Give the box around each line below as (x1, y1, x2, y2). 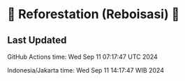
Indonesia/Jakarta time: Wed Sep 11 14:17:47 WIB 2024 (7, 66, 164, 74)
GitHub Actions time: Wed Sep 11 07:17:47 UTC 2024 (7, 52, 158, 61)
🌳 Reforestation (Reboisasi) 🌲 (7, 6, 180, 22)
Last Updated (7, 34, 67, 46)
